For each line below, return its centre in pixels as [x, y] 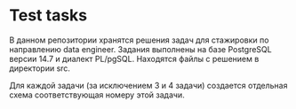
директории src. [40, 68]
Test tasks [48, 16]
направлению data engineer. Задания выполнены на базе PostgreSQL [141, 49]
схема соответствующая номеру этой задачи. [97, 95]
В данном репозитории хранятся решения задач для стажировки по [139, 40]
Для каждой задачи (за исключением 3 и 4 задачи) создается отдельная [148, 85]
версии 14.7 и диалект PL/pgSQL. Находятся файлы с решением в [134, 58]
